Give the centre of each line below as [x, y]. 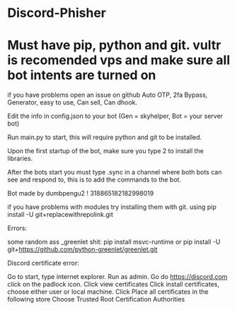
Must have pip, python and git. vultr [114, 46]
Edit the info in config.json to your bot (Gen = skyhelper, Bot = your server [115, 116]
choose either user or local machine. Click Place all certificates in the [108, 292]
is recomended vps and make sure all [119, 60]
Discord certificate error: [43, 263]
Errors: [17, 228]
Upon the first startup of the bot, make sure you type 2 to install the [105, 151]
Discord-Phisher [57, 13]
